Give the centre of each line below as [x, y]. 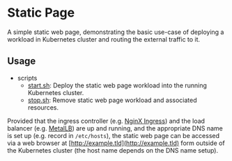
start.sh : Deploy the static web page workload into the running [117, 85]
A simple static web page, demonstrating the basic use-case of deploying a [116, 32]
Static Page [41, 13]
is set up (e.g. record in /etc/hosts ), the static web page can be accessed [114, 135]
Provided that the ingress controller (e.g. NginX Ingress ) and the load [106, 121]
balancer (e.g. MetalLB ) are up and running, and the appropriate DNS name [115, 128]
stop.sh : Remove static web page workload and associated [112, 100]
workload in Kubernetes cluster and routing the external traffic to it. [104, 39]
